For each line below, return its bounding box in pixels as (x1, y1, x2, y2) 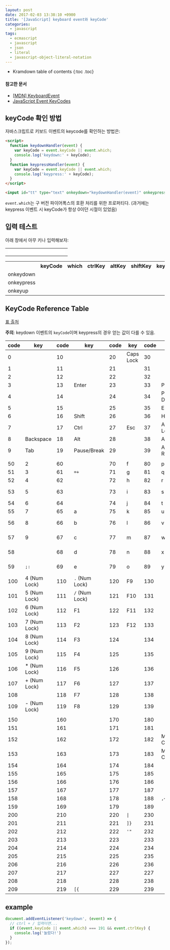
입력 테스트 (5, 223, 38, 231)
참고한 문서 (5, 81, 27, 87)
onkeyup (8, 287, 29, 294)
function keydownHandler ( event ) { (10, 143, 82, 148)
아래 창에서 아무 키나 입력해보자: (5, 237, 69, 243)
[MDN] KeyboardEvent (12, 92, 60, 99)
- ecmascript (10, 36, 37, 41)
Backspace (25, 435, 52, 442)
